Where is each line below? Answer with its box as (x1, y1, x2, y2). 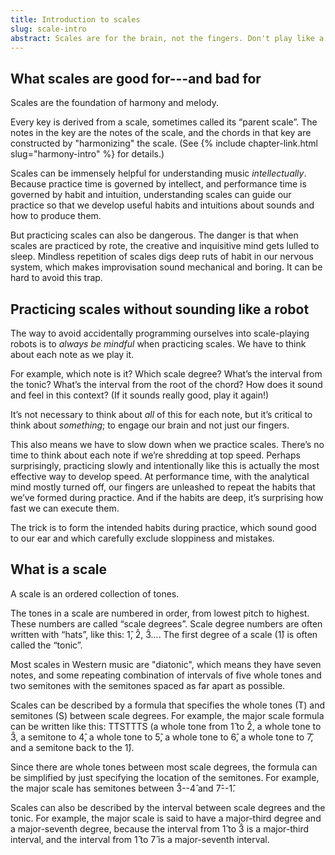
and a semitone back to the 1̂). (10, 741, 135, 753)
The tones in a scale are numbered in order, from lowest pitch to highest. (10, 607, 310, 619)
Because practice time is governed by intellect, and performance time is (10, 178, 307, 190)
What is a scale (10, 561, 108, 578)
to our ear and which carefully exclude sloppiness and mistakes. (10, 532, 275, 544)
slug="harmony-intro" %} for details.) (10, 148, 165, 160)
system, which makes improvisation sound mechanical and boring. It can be (10, 261, 323, 273)
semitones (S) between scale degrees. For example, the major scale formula (10, 709, 325, 721)
